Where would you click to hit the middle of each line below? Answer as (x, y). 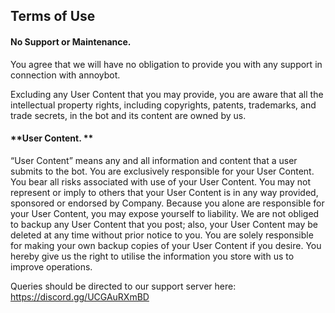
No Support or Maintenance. (71, 41)
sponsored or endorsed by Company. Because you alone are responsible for (167, 203)
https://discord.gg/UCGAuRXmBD (80, 296)
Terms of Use (53, 16)
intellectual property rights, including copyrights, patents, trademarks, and (163, 105)
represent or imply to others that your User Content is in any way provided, (164, 192)
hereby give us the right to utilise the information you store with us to (152, 256)
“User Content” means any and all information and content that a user (154, 160)
